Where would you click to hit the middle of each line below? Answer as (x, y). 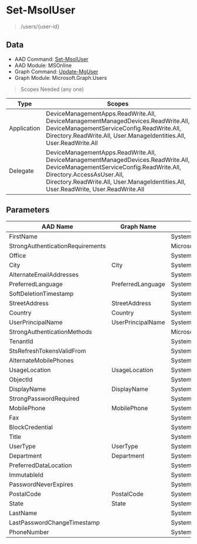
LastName (23, 513)
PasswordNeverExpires (41, 484)
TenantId (21, 341)
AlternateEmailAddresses (44, 275)
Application (25, 128)
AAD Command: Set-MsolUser (52, 59)
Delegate (21, 171)
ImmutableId (26, 475)
